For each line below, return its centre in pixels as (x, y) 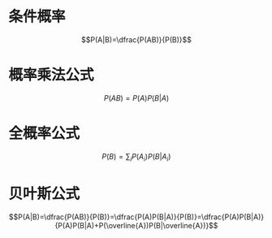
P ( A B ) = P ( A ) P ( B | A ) (136, 97)
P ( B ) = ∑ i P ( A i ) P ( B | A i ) (136, 157)
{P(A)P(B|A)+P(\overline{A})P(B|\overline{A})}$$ (136, 225)
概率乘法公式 (52, 75)
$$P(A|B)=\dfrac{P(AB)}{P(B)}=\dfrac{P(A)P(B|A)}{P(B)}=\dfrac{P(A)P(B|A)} (136, 217)
